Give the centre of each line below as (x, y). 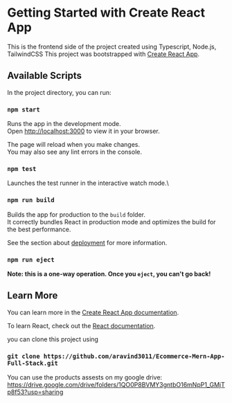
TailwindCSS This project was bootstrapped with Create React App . (103, 54)
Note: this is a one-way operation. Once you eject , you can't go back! (109, 274)
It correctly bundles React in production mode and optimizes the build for (111, 222)
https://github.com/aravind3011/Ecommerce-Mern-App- (134, 356)
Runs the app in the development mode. (64, 124)
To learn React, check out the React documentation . (81, 325)
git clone (24, 356)
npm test (22, 169)
